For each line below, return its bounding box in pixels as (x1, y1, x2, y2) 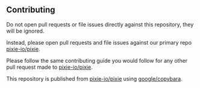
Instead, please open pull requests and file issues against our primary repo (6, 39, 192, 46)
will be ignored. (6, 27, 45, 34)
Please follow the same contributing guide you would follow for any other (6, 57, 188, 64)
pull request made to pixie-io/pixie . (6, 63, 93, 71)
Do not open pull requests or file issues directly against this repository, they (6, 20, 194, 28)
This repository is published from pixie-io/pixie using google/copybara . (6, 75, 183, 82)
